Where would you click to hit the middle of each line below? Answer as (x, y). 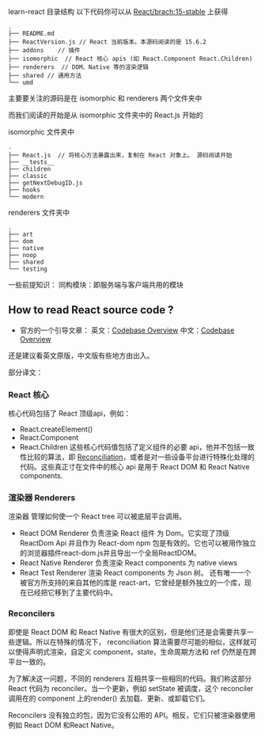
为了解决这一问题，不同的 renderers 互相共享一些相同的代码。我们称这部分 (130, 678)
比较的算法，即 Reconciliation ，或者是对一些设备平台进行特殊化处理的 (141, 457)
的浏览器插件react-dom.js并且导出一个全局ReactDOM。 (110, 553)
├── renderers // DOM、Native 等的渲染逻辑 (78, 67)
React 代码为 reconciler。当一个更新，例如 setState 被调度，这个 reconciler (131, 688)
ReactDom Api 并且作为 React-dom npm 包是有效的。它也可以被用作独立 (138, 543)
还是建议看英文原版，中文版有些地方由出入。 (81, 355)
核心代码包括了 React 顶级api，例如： (70, 413)
